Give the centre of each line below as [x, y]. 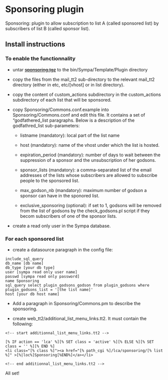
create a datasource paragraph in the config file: [63, 249]
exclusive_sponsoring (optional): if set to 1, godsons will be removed [91, 205]
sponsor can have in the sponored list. [60, 196]
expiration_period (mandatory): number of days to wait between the [90, 155]
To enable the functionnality [40, 59]
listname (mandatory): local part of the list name [70, 135]
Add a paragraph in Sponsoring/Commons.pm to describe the [76, 303]
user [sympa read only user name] [41, 272]
